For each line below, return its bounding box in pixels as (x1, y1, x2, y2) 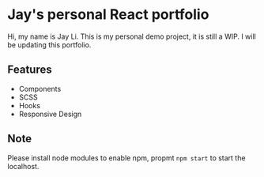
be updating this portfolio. (7, 40, 92, 49)
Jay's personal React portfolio (7, 6, 209, 24)
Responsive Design (18, 109, 82, 119)
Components (18, 84, 62, 93)
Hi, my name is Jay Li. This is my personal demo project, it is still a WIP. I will (7, 32, 256, 41)
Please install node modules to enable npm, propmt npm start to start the (7, 153, 246, 163)
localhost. (7, 161, 40, 171)
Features (7, 63, 52, 77)
